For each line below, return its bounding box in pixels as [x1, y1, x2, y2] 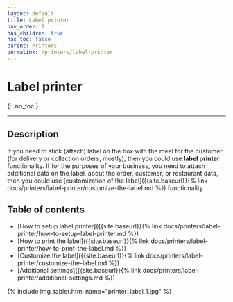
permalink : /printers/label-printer [7, 49, 113, 56]
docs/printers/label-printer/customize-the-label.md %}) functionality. [7, 183, 205, 192]
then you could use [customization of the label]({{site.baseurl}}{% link [7, 176, 208, 185]
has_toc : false [7, 36, 51, 43]
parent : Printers [7, 42, 58, 49]
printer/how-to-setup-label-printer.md [17, 230, 127, 238]
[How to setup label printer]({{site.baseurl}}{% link [17, 222, 162, 230]
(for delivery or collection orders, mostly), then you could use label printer [7, 154, 220, 162]
